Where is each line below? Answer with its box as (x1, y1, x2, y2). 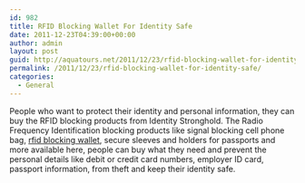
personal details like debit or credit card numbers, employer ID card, (9, 153, 264, 164)
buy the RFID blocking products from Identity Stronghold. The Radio (9, 115, 263, 126)
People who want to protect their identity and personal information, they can (9, 105, 295, 116)
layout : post (9, 47, 59, 56)
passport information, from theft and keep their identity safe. (9, 163, 236, 174)
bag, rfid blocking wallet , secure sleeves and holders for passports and (9, 134, 276, 145)
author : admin (9, 38, 64, 48)
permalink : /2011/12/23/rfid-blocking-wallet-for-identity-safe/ (9, 64, 261, 73)
